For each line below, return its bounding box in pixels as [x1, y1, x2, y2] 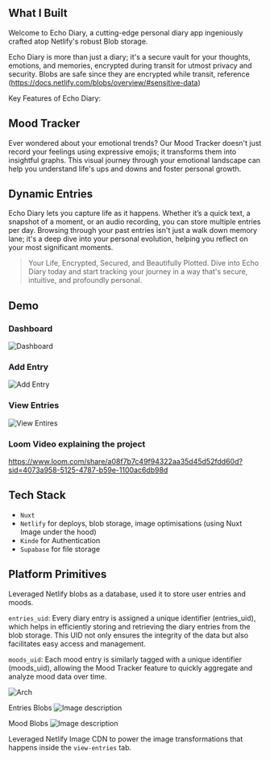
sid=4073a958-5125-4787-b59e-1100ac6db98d [8, 465, 168, 475]
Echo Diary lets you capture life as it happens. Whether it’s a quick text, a [8, 209, 251, 218]
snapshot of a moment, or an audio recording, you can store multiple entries [8, 217, 261, 226]
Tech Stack [8, 488, 66, 502]
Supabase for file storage [19, 544, 101, 554]
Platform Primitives [8, 567, 107, 581]
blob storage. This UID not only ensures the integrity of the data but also [8, 630, 248, 640]
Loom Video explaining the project [8, 438, 146, 450]
